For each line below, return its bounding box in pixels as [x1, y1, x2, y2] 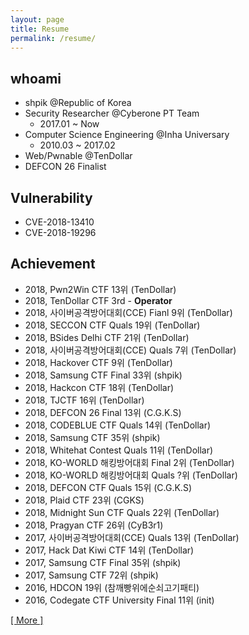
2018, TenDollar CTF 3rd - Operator [24, 294, 173, 306]
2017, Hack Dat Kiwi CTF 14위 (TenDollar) [24, 544, 195, 556]
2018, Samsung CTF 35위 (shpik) [24, 431, 161, 443]
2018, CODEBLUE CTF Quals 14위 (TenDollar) [24, 419, 212, 431]
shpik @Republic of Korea [24, 97, 132, 109]
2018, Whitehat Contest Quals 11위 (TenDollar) [24, 444, 214, 456]
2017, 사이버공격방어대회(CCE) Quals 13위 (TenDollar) [24, 531, 240, 543]
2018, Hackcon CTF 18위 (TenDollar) [24, 381, 175, 393]
